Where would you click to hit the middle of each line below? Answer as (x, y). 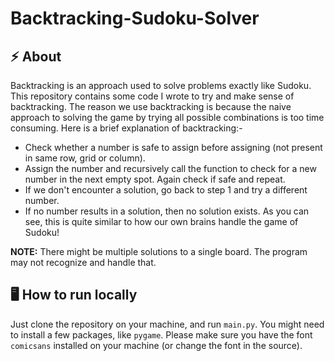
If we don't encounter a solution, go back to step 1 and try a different (166, 190)
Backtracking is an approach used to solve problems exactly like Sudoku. (161, 85)
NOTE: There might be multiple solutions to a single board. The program (159, 251)
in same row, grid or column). (85, 158)
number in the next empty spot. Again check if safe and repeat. (155, 179)
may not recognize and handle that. (83, 262)
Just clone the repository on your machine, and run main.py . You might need (167, 324)
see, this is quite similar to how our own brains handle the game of (161, 221)
